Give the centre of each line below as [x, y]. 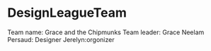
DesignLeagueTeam [67, 13]
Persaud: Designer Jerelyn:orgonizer [61, 39]
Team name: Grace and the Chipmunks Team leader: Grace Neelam [106, 32]
